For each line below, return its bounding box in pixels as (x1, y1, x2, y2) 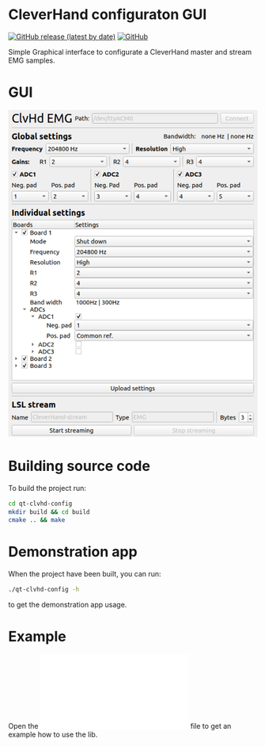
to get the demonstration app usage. (8, 600, 127, 610)
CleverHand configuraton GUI (8, 6, 207, 24)
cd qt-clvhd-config (8, 500, 73, 508)
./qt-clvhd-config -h (8, 585, 80, 594)
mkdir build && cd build (8, 508, 90, 516)
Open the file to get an (8, 722, 232, 730)
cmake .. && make (8, 516, 66, 524)
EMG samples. (8, 56, 55, 65)
